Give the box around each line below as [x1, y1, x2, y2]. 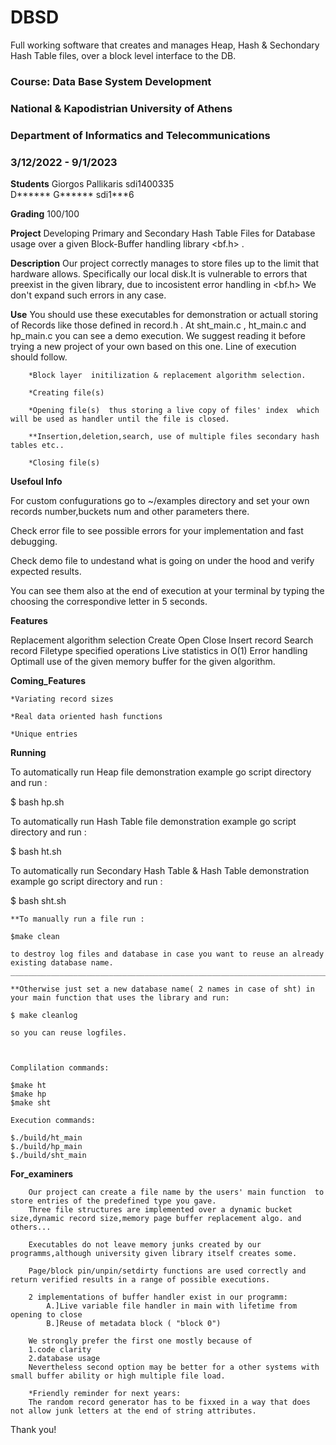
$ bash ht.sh [10, 846, 62, 857]
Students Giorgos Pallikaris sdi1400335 [10, 178, 175, 190]
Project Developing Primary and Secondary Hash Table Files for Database [10, 227, 316, 239]
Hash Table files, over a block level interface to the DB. [10, 49, 237, 61]
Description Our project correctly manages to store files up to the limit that [10, 257, 319, 269]
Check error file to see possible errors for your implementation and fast [10, 525, 304, 536]
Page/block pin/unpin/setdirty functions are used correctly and [28, 1266, 307, 1276]
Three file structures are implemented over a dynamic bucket [28, 1205, 293, 1215]
